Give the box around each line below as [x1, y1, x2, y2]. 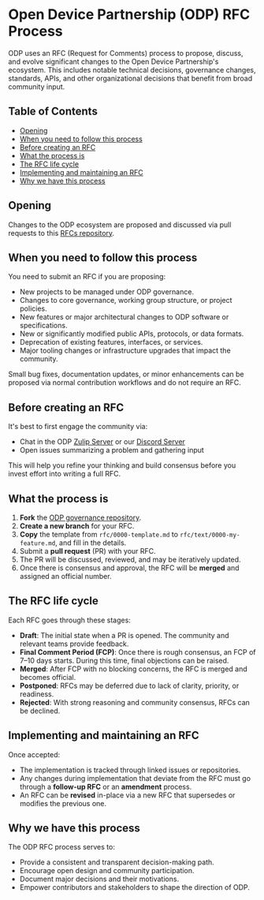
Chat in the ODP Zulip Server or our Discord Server [19, 437, 185, 446]
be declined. [19, 706, 61, 715]
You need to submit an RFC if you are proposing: [8, 272, 166, 282]
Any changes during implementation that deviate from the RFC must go [19, 773, 251, 782]
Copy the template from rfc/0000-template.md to [19, 530, 179, 539]
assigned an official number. [19, 572, 112, 581]
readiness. [19, 689, 54, 699]
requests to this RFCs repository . [8, 228, 115, 237]
